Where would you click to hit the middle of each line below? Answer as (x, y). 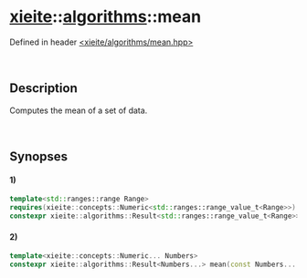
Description (43, 88)
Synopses (39, 157)
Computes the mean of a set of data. (79, 110)
